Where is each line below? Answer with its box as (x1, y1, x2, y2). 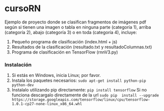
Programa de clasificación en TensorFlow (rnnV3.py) (11, 49, 118, 55)
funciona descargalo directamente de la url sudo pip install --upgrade (11, 92, 159, 98)
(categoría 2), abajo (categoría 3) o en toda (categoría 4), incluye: (4, 29, 137, 35)
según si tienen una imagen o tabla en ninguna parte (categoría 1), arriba (4, 24, 151, 30)
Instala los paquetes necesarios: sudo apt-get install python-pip (11, 77, 146, 83)
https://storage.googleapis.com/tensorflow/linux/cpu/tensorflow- (11, 97, 150, 102)
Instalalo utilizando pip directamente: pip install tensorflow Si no (11, 87, 147, 93)
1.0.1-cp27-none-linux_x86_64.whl (11, 102, 82, 107)
